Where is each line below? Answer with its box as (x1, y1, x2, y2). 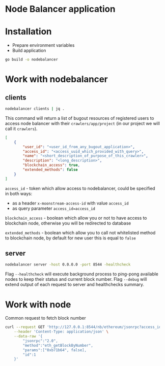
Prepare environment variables (12, 42, 75, 48)
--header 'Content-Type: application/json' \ (14, 329, 109, 334)
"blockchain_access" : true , (23, 163, 80, 168)
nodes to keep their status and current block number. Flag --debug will (5, 276, 147, 282)
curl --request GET (5, 325, 45, 330)
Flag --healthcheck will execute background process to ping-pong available (5, 271, 159, 277)
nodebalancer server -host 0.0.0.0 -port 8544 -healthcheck (5, 262, 131, 267)
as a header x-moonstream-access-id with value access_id (12, 200, 129, 206)
